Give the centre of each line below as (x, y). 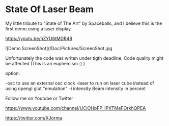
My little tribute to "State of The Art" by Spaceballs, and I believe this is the (84, 23)
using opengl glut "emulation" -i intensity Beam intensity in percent (76, 88)
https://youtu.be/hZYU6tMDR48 (39, 38)
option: (13, 73)
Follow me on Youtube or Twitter (39, 98)
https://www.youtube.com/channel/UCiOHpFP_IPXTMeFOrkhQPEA (76, 108)
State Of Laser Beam (50, 9)
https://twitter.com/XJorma (34, 118)
